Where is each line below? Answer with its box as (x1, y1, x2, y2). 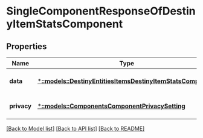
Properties (6, 41, 47, 51)
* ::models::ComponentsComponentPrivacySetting (37, 102, 185, 110)
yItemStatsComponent (6, 17, 123, 31)
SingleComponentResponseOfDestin (6, 4, 196, 18)
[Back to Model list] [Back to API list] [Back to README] (6, 125, 145, 132)
